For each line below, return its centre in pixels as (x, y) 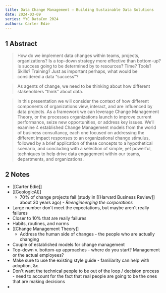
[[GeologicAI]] (27, 192)
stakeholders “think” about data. (50, 92)
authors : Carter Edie (28, 24)
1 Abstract (21, 43)
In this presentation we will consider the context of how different (83, 101)
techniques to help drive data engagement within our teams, (79, 154)
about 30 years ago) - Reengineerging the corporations (76, 202)
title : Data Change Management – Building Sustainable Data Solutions (80, 10)
